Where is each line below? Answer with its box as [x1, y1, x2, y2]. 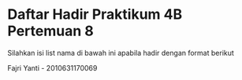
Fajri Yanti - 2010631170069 [7, 63, 98, 72]
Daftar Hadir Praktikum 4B [7, 5, 183, 24]
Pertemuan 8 [7, 22, 94, 40]
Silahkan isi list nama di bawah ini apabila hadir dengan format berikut [7, 48, 234, 57]
